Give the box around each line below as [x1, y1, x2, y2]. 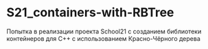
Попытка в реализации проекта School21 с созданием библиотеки [6, 27, 202, 35]
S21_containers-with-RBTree [6, 5, 174, 20]
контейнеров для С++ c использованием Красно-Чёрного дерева [6, 34, 200, 42]
